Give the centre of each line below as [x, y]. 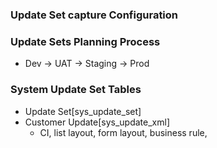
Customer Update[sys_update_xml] [97, 122]
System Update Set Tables [76, 90]
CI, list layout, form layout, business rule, [123, 132]
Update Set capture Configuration [94, 15]
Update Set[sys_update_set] [83, 111]
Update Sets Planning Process [85, 41]
